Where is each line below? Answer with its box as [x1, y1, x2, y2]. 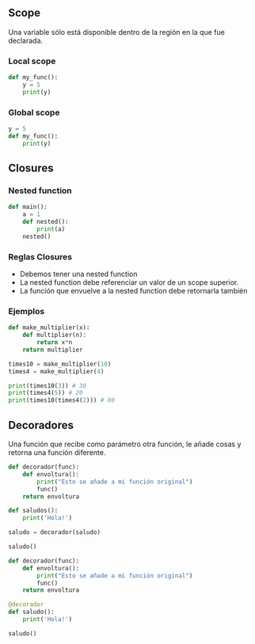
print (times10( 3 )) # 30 [8, 381, 87, 390]
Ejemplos [8, 305, 45, 316]
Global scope [8, 107, 60, 118]
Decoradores [8, 419, 74, 432]
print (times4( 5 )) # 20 [8, 389, 83, 397]
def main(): [8, 203, 48, 211]
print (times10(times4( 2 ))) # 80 [8, 396, 115, 404]
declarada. [8, 36, 44, 45]
